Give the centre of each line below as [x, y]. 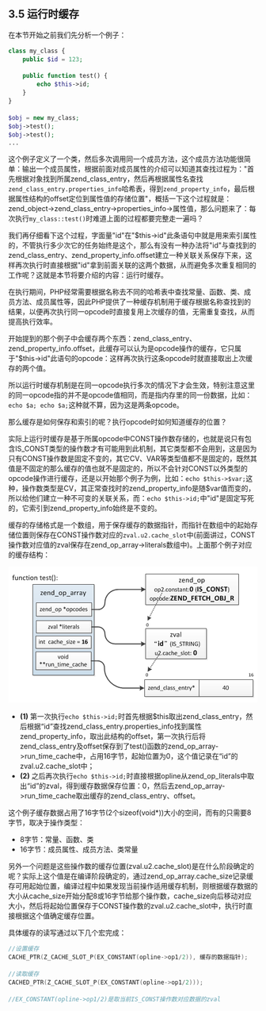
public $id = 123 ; [53, 59]
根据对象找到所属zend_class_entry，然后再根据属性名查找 [109, 179]
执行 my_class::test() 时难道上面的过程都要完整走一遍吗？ [109, 219]
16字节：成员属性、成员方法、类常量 [79, 850]
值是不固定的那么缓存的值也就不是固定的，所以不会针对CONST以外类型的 [128, 469]
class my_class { [37, 51]
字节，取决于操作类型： [46, 823]
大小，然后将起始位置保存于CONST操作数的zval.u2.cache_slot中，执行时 [127, 906]
